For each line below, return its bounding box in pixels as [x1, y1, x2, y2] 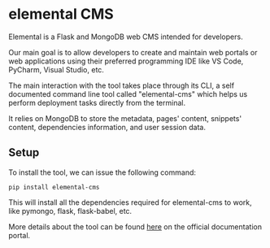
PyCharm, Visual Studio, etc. [8, 64, 104, 74]
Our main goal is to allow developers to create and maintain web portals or [8, 47, 258, 57]
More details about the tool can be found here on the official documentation [8, 221, 263, 232]
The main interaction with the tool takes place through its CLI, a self [8, 80, 234, 90]
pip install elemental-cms [8, 183, 100, 191]
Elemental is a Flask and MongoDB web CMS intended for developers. [8, 32, 243, 41]
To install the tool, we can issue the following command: [8, 168, 197, 177]
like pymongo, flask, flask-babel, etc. [8, 206, 133, 215]
